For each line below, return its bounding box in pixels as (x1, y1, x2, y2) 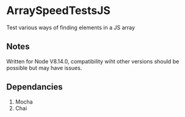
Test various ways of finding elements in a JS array (6, 24, 136, 31)
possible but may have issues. (6, 64, 82, 71)
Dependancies (6, 82, 63, 92)
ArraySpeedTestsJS (6, 4, 111, 18)
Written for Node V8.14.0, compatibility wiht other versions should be (6, 57, 180, 65)
